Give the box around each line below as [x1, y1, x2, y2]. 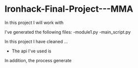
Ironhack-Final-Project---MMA [4, 3, 134, 15]
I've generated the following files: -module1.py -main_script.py [4, 29, 131, 35]
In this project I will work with [4, 20, 64, 25]
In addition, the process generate [4, 57, 72, 63]
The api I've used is [11, 48, 52, 54]
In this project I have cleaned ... [4, 38, 68, 45]
